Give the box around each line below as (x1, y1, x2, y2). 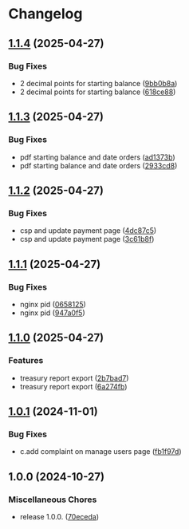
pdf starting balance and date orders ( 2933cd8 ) (19, 160, 178, 170)
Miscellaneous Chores (8, 494, 97, 505)
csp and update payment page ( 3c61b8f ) (19, 235, 155, 244)
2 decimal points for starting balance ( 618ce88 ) (19, 87, 176, 97)
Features (8, 355, 44, 366)
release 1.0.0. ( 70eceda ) (19, 512, 100, 521)
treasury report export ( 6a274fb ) (19, 381, 128, 391)
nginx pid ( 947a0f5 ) (19, 308, 85, 318)
